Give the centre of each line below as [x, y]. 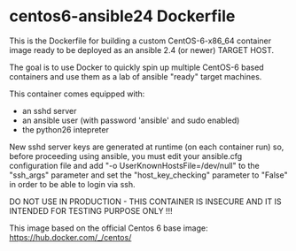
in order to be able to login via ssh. [72, 184]
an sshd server [49, 110]
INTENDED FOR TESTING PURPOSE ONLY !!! [91, 210]
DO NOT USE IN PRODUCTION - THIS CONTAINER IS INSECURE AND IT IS [145, 202]
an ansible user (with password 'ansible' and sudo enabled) [131, 120]
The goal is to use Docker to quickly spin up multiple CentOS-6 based [136, 67]
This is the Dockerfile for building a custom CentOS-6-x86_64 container [140, 41]
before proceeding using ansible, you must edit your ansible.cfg [126, 156]
